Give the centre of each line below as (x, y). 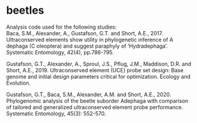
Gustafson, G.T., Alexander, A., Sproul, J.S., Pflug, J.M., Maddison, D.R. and (99, 64)
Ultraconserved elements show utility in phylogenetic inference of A (90, 39)
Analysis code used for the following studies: (61, 27)
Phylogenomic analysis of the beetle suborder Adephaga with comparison (97, 101)
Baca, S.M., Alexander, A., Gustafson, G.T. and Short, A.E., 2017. (84, 33)
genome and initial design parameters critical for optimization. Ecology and (98, 76)
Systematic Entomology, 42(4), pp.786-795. (60, 52)
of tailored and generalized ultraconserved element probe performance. (95, 107)
